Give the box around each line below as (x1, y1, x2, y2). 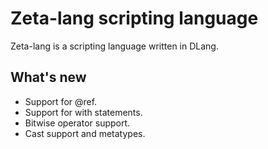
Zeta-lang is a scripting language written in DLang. (10, 40, 219, 52)
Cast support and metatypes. (24, 127, 146, 139)
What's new (10, 69, 87, 86)
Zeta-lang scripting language (10, 7, 259, 30)
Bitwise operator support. (24, 117, 131, 129)
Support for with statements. (24, 106, 143, 118)
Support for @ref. (24, 95, 98, 107)
